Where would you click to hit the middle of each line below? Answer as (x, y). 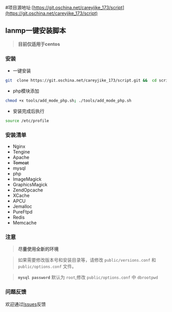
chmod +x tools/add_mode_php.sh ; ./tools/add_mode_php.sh (68, 101)
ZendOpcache (28, 190)
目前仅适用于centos (39, 44)
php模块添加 (26, 91)
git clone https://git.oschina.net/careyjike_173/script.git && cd (81, 81)
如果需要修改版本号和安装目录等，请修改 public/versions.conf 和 (87, 260)
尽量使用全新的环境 (38, 249)
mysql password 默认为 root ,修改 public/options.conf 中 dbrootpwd (88, 277)
